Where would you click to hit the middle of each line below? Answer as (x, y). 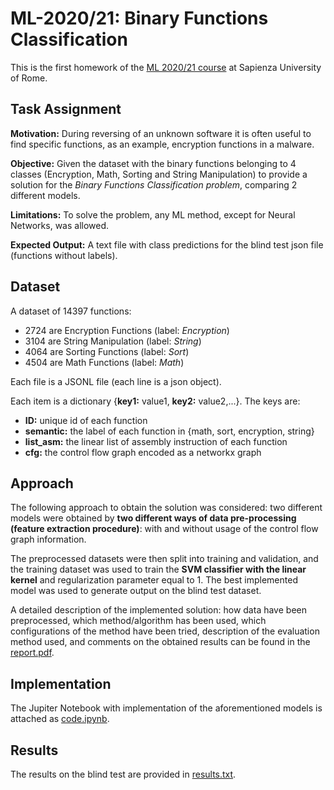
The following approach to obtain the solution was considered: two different (166, 508)
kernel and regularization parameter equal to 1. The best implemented (154, 580)
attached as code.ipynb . (60, 719)
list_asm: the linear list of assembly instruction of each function (156, 441)
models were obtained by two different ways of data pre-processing (153, 518)
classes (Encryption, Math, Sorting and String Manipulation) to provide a (159, 174)
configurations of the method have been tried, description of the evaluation (165, 631)
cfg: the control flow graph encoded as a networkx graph (143, 452)
